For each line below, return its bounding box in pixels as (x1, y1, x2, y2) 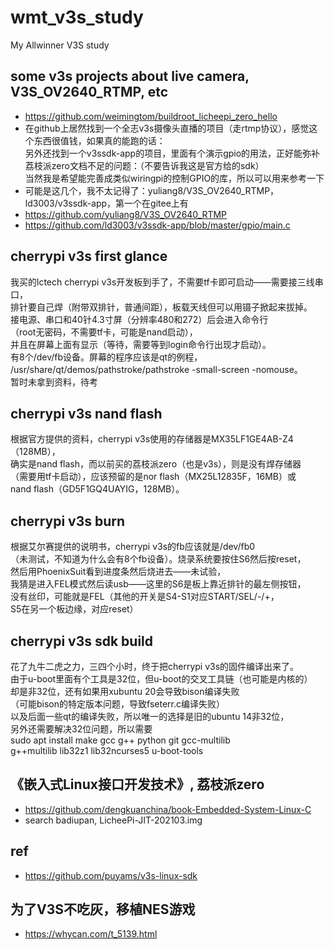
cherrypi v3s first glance (10, 248, 168, 265)
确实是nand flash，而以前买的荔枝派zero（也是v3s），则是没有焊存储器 (10, 458, 302, 470)
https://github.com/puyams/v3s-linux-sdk (24, 869, 198, 881)
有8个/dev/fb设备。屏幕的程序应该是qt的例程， (10, 351, 203, 363)
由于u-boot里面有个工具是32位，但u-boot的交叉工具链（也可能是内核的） (10, 673, 313, 685)
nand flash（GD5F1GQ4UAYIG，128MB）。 (10, 483, 185, 495)
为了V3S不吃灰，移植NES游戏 (10, 901, 196, 918)
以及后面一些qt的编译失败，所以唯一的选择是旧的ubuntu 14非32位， (10, 711, 290, 722)
